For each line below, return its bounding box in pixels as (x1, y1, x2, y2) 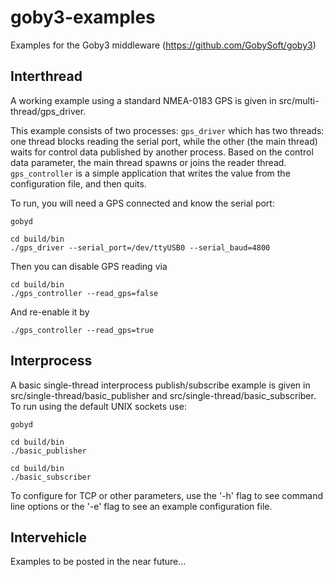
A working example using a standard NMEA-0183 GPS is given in (10, 94, 277, 106)
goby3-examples (10, 6, 156, 29)
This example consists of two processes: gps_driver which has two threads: (10, 124, 325, 136)
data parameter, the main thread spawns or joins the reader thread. (10, 156, 287, 168)
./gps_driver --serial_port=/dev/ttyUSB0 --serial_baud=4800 (10, 242, 271, 253)
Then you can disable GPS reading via (10, 260, 168, 272)
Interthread (10, 68, 83, 85)
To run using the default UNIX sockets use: (10, 400, 187, 412)
